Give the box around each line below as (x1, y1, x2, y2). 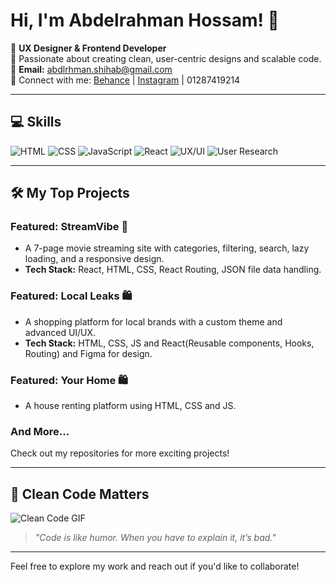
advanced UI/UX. (24, 326, 97, 338)
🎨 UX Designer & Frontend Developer (10, 42, 167, 54)
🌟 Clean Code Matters (10, 485, 150, 503)
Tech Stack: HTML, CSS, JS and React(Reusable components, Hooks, (24, 337, 315, 349)
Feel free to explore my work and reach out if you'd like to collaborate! (10, 560, 300, 573)
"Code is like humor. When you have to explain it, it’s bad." (34, 532, 277, 544)
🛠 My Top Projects (10, 185, 130, 202)
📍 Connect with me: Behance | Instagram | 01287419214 (10, 74, 241, 86)
